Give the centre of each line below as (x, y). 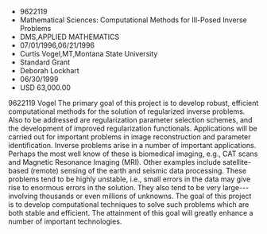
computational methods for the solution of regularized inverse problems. (127, 111)
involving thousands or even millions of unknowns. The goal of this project (130, 196)
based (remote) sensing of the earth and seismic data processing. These (128, 171)
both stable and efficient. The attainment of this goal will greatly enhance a (131, 213)
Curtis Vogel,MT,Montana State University (89, 54)
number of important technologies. (65, 221)
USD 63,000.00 (45, 88)
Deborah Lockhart (49, 70)
